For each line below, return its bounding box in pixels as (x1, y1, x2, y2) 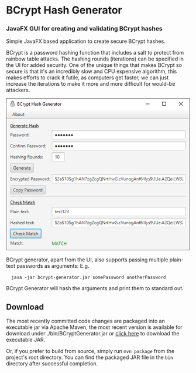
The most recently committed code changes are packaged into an (6, 318, 165, 325)
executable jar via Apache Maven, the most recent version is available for (6, 324, 183, 331)
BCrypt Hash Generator (6, 4, 123, 17)
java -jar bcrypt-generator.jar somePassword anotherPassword (11, 274, 166, 281)
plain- (169, 256, 184, 263)
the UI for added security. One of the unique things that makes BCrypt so (6, 62, 183, 69)
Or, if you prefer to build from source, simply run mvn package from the (6, 348, 174, 355)
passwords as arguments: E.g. (16, 263, 90, 270)
